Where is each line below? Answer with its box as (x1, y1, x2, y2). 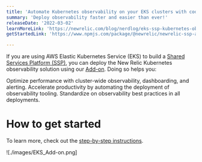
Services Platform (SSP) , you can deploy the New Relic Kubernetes (6, 59, 173, 67)
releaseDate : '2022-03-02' (6, 20, 74, 26)
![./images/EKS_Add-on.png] (6, 149, 78, 156)
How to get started (6, 118, 101, 131)
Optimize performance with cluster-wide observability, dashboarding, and (6, 77, 189, 85)
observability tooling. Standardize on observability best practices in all (6, 90, 180, 97)
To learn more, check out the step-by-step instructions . (6, 137, 144, 145)
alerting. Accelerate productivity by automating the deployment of (6, 83, 170, 91)
